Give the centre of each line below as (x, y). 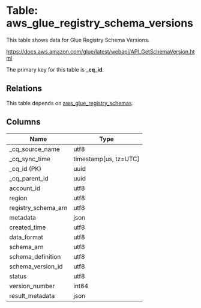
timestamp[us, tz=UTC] (106, 159)
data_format (26, 237)
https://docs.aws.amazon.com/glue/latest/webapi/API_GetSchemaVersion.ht (100, 51)
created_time (28, 227)
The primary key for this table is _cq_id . (55, 69)
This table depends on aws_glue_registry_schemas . (70, 103)
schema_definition (35, 256)
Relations (24, 89)
